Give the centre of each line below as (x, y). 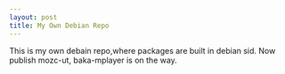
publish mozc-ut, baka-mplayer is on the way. (94, 60)
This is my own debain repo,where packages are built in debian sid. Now (142, 50)
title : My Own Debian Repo (59, 26)
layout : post (33, 17)
